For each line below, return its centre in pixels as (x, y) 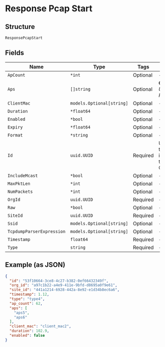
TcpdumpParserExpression (37, 231)
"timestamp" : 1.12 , (29, 294)
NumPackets (20, 191)
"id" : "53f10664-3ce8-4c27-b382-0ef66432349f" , (59, 281)
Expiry (15, 127)
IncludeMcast (23, 175)
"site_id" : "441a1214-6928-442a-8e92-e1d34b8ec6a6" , (65, 290)
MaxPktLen (19, 184)
